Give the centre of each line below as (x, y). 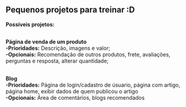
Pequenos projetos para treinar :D (70, 10)
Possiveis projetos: (30, 24)
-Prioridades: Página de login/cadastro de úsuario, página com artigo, (93, 85)
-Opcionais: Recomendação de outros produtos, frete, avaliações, (88, 55)
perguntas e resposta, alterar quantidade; (57, 61)
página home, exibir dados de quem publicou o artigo (72, 91)
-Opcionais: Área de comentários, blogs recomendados (75, 97)
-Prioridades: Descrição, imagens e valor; (58, 48)
